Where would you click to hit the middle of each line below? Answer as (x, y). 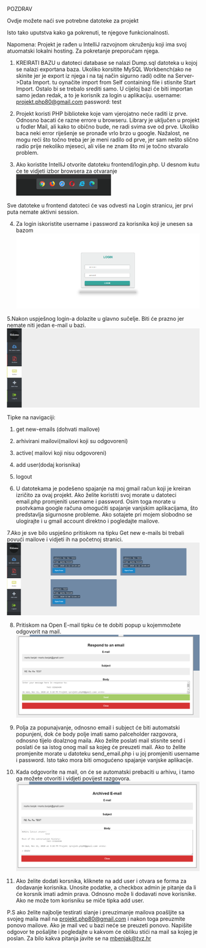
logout (24, 476)
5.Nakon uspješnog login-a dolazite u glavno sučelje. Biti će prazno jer (96, 318)
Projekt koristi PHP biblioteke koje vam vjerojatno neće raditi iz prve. (102, 114)
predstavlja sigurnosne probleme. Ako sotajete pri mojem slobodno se (104, 514)
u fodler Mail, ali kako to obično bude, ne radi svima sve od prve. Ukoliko (107, 127)
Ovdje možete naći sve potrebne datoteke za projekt (73, 21)
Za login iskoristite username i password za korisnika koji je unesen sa (104, 224)
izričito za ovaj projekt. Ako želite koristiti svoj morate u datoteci (96, 495)
